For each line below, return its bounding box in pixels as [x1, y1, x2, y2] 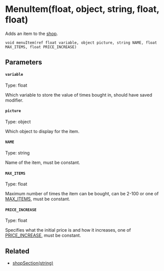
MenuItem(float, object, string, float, [5, 3, 160, 15]
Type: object [5, 119, 31, 125]
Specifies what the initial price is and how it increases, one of [5, 227, 131, 233]
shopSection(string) [12, 260, 54, 266]
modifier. [5, 97, 23, 103]
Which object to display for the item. [5, 128, 80, 134]
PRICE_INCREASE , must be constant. [5, 233, 81, 239]
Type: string [5, 149, 30, 155]
